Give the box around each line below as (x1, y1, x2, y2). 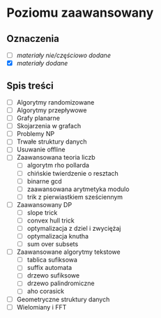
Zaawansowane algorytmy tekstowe (16, 248, 121, 256)
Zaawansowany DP (16, 200, 72, 209)
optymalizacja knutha (26, 232, 89, 240)
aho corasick (26, 287, 65, 296)
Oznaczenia (6, 33, 60, 45)
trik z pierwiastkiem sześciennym (26, 192, 123, 201)
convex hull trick (26, 216, 75, 225)
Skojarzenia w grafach (16, 122, 82, 130)
